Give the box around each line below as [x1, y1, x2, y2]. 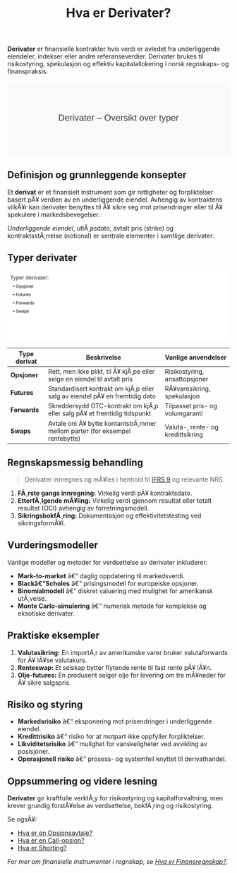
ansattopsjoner [164, 374, 209, 383]
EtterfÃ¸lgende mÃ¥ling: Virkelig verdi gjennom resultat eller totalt [17, 496, 212, 505]
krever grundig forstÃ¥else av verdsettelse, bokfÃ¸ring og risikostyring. [7, 802, 214, 810]
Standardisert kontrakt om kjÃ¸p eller [48, 384, 154, 393]
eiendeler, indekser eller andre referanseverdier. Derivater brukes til [7, 52, 204, 61]
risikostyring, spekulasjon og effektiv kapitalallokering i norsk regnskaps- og [7, 60, 229, 68]
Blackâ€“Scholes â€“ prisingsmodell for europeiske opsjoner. [17, 579, 199, 587]
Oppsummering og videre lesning [7, 775, 157, 787]
